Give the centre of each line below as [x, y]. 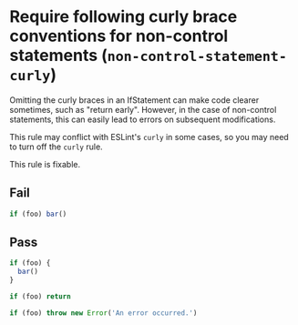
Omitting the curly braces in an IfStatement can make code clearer [134, 100]
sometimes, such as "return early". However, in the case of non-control [143, 109]
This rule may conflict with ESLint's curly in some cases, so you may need [149, 137]
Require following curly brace [123, 17]
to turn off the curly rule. [56, 147]
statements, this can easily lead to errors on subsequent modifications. [143, 119]
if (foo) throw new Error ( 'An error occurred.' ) [103, 313]
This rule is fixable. [45, 164]
